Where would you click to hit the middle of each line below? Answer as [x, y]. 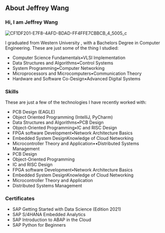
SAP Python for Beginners [39, 225]
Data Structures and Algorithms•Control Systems [63, 63]
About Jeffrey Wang [37, 8]
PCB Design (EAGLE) [34, 112]
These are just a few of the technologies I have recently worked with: [76, 102]
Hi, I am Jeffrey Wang [32, 22]
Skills [12, 91]
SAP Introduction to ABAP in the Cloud [52, 220]
